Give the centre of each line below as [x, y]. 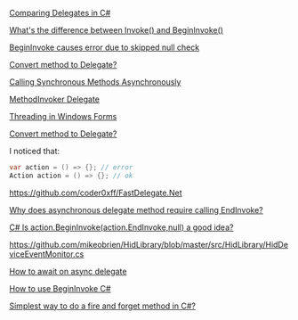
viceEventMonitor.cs [47, 254]
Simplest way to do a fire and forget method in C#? [102, 306]
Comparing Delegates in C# [60, 13]
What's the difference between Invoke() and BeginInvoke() [117, 30]
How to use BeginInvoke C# [60, 288]
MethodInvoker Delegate [55, 99]
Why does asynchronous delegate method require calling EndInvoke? [137, 209]
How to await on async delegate [68, 271]
